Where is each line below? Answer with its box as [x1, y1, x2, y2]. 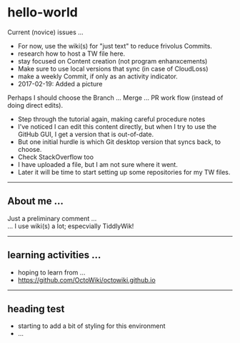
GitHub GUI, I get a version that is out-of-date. [17, 130, 154, 138]
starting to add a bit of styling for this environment [17, 322, 166, 330]
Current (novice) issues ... [7, 28, 84, 36]
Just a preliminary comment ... [7, 214, 97, 222]
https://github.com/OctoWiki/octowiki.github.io [17, 275, 156, 284]
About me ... [7, 195, 64, 208]
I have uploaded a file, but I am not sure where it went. [17, 160, 179, 168]
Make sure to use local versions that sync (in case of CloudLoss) [17, 64, 209, 73]
